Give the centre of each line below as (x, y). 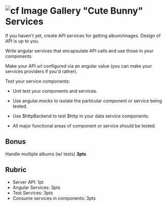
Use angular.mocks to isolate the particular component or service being (87, 101)
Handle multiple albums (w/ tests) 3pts (46, 154)
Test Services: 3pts (33, 193)
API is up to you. (22, 41)
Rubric (16, 170)
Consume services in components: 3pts (54, 198)
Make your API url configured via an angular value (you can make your (79, 66)
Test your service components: (38, 81)
